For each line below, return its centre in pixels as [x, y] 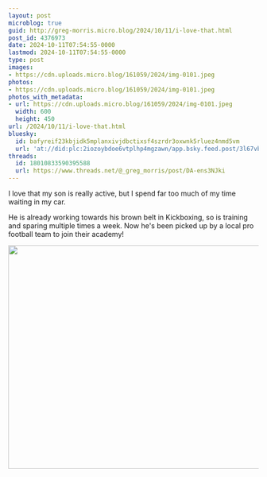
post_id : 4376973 [37, 38]
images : [21, 68]
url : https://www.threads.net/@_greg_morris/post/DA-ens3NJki [120, 171]
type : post [26, 60]
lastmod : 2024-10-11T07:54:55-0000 [67, 52]
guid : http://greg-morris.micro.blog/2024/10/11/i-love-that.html [120, 30]
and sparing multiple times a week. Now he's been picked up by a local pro [131, 226]
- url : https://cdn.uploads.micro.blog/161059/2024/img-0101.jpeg [120, 104]
